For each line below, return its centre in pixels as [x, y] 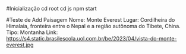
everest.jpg [20, 45]
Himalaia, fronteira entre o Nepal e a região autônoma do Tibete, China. [94, 26]
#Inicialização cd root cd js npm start [51, 9]
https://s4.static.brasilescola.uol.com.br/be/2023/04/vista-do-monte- [92, 38]
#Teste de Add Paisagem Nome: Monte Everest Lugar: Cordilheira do [91, 20]
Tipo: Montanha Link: [32, 32]
